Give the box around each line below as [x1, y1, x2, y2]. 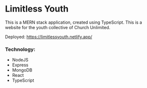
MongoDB [12, 67, 33, 73]
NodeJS [12, 57, 29, 63]
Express [12, 62, 29, 68]
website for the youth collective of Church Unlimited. [5, 24, 111, 30]
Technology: [5, 46, 35, 53]
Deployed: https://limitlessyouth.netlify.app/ [5, 34, 92, 40]
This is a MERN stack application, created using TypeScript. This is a [5, 19, 142, 25]
